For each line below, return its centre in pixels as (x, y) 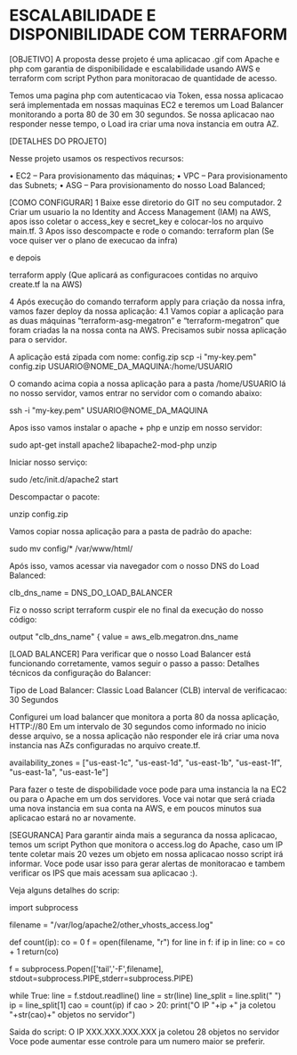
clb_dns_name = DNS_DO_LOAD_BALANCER (91, 592)
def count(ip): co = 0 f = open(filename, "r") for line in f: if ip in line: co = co (147, 942)
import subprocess (44, 907)
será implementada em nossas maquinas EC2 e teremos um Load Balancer (147, 104)
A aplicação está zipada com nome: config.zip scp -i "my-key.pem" (133, 357)
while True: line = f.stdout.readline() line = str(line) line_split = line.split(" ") (145, 995)
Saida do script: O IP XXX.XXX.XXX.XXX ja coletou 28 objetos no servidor (144, 1032)
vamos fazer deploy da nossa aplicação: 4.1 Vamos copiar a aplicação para (147, 311)
